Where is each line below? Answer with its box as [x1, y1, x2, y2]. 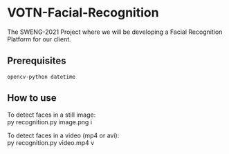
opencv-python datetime [7, 73, 76, 80]
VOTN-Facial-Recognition [7, 5, 159, 21]
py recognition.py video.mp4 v [7, 138, 95, 146]
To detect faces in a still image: [7, 110, 96, 119]
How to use [7, 92, 57, 104]
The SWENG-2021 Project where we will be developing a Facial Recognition [7, 28, 223, 36]
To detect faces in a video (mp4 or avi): [7, 131, 120, 139]
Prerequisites [7, 55, 66, 67]
